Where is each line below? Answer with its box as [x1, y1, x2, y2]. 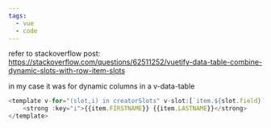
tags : [8, 11, 27, 20]
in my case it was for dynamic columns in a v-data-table [8, 81, 195, 91]
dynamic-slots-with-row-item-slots [8, 66, 126, 76]
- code [15, 27, 38, 35]
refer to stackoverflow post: [8, 49, 101, 59]
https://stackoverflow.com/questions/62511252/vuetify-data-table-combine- [8, 57, 263, 67]
